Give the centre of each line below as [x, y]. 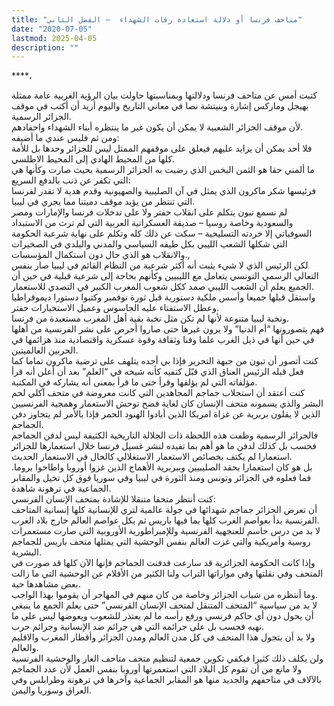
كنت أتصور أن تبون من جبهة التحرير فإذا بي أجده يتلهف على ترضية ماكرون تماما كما [165, 361]
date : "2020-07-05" [52, 29]
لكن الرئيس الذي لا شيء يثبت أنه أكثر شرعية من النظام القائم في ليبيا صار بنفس [160, 265]
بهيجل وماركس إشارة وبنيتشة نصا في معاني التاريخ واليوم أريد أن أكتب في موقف [160, 106]
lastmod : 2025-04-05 [54, 38]
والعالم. [25, 648]
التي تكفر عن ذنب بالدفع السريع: [71, 180]
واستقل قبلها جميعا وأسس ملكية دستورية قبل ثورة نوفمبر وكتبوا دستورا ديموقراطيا [163, 297]
